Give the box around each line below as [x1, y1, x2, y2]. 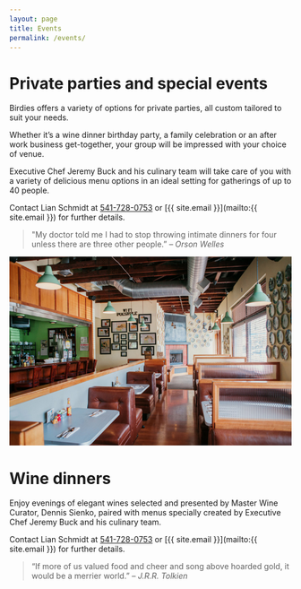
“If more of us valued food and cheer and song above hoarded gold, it [30, 561, 289, 572]
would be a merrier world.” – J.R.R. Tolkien [30, 570, 188, 582]
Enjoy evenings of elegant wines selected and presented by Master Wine [9, 498, 279, 508]
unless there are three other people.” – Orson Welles [30, 238, 225, 250]
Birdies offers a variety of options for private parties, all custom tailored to [9, 103, 282, 114]
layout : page [9, 14, 58, 23]
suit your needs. [9, 112, 69, 123]
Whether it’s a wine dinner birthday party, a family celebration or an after [9, 130, 278, 141]
